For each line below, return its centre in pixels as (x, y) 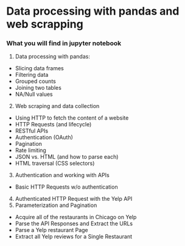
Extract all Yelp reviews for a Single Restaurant (74, 237)
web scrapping (45, 24)
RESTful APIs (32, 131)
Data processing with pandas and (93, 11)
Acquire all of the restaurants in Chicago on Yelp (76, 217)
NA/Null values (34, 94)
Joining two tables (38, 88)
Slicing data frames (39, 68)
